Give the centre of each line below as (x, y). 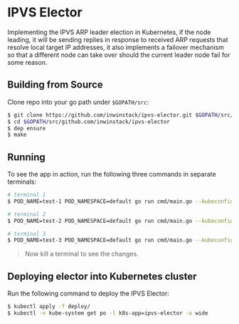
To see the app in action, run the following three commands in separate (112, 174)
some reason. (27, 62)
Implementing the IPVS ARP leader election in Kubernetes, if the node (109, 32)
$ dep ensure (27, 128)
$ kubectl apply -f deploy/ (49, 307)
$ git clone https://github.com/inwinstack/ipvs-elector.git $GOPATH (113, 115)
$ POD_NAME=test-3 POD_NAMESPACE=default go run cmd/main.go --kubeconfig (121, 240)
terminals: (22, 182)
